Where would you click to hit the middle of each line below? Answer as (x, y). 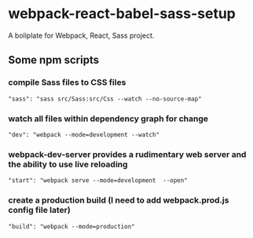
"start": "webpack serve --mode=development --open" (98, 181)
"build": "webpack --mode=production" (71, 226)
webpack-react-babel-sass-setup (122, 14)
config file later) (39, 211)
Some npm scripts (54, 60)
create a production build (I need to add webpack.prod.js (119, 200)
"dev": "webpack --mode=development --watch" (84, 134)
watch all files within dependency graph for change (108, 119)
